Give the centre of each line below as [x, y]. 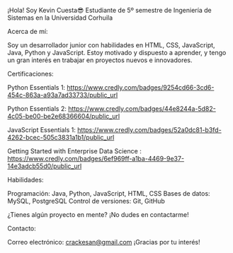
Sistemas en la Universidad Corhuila [60, 18]
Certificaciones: [31, 74]
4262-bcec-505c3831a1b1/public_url [61, 137]
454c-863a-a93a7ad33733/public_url [63, 95]
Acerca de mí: [28, 31]
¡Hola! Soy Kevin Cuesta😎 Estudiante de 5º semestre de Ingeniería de [109, 10]
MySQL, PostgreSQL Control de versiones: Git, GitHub [86, 201]
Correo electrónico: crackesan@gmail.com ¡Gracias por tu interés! [104, 242]
